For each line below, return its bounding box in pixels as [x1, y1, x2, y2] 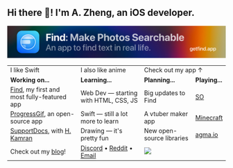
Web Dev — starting [80, 89, 138, 97]
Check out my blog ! [10, 147, 66, 156]
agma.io [195, 130, 218, 139]
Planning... [144, 76, 175, 84]
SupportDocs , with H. [10, 126, 71, 135]
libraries [165, 134, 189, 142]
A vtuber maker [144, 110, 189, 118]
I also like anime [80, 66, 126, 74]
